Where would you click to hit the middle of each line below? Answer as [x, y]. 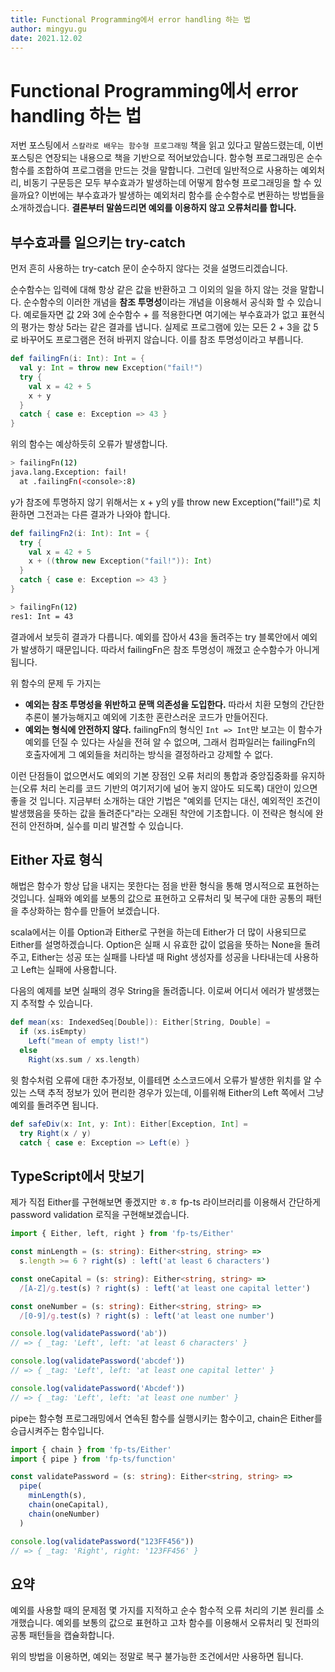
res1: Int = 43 [42, 616]
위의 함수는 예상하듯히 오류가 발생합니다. [89, 444]
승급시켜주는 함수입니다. [57, 1430]
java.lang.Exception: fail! [69, 472]
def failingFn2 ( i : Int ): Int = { [80, 533]
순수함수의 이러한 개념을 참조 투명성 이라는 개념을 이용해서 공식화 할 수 [159, 302]
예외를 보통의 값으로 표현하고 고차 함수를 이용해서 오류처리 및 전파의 [187, 1623]
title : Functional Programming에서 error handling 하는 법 [131, 19]
